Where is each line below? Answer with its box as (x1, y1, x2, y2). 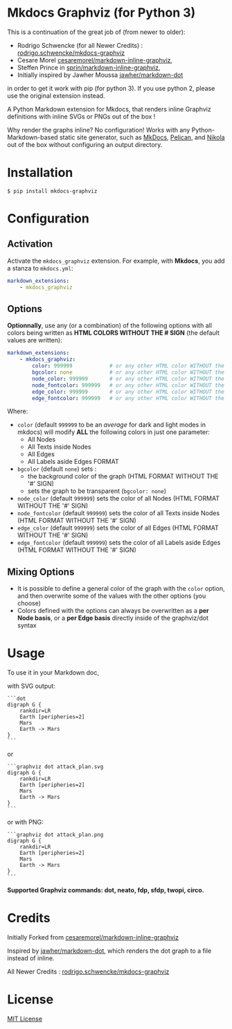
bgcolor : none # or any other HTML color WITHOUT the (32, 369, 225, 376)
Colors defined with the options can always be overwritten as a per (17, 607, 209, 615)
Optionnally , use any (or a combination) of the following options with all (7, 321, 213, 330)
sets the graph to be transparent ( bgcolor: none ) (27, 487, 167, 495)
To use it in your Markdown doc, (7, 668, 99, 677)
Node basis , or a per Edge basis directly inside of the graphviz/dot (17, 614, 209, 622)
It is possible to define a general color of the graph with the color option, (17, 585, 225, 593)
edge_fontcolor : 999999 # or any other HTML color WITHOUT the (32, 395, 225, 401)
